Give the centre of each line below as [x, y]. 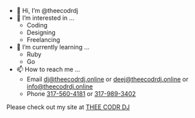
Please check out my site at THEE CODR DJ [68, 107]
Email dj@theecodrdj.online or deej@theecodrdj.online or [107, 79]
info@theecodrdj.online [60, 86]
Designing [41, 32]
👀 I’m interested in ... [45, 18]
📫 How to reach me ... [48, 69]
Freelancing [43, 40]
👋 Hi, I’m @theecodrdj [47, 11]
